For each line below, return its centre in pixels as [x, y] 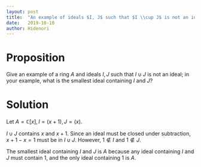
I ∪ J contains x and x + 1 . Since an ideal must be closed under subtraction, [99, 134]
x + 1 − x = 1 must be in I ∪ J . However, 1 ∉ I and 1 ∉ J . [74, 140]
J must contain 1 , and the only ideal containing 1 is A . [71, 158]
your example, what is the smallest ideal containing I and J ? [80, 81]
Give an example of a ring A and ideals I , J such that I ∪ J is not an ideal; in [98, 75]
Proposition [36, 58]
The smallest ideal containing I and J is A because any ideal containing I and [100, 151]
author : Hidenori [28, 28]
